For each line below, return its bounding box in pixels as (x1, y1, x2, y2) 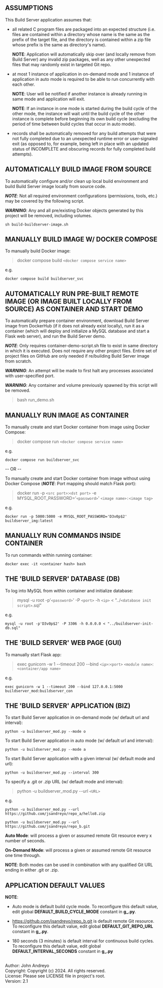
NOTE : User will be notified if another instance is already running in (12, 91, 147, 96)
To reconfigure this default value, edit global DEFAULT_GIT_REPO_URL (12, 923, 153, 930)
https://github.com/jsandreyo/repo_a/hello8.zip (5, 811, 106, 817)
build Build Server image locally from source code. (5, 183, 107, 189)
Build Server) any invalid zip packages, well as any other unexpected (12, 56, 150, 62)
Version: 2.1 (5, 978, 28, 984)
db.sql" (5, 626, 21, 630)
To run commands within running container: (5, 552, 92, 558)
